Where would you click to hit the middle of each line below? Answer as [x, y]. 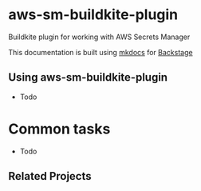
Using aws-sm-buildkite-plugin [88, 78]
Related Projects [50, 176]
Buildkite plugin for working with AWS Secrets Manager [99, 37]
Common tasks [59, 129]
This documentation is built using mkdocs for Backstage [100, 52]
